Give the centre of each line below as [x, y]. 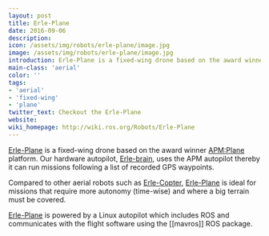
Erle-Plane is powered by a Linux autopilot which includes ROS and [119, 215]
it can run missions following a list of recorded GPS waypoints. [111, 167]
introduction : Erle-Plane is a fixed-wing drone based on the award [125, 61]
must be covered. [37, 199]
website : [23, 120]
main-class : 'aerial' [44, 68]
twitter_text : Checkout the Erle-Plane [75, 113]
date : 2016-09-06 [37, 30]
